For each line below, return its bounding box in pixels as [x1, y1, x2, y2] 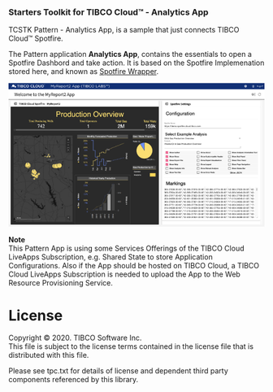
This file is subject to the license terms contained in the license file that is [8, 342, 254, 351]
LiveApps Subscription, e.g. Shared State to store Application [8, 251, 213, 262]
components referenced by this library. [8, 375, 139, 385]
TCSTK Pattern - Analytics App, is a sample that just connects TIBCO [8, 25, 240, 35]
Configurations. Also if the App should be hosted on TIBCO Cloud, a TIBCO [8, 260, 260, 270]
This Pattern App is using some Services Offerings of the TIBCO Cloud [8, 243, 245, 253]
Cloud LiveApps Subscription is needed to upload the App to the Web [8, 269, 241, 279]
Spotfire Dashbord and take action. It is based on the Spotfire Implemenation [8, 58, 265, 68]
